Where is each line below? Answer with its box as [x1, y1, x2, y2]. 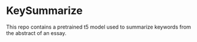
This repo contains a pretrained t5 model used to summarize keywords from [6, 23, 191, 30]
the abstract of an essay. [6, 29, 67, 36]
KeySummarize [6, 4, 83, 17]
